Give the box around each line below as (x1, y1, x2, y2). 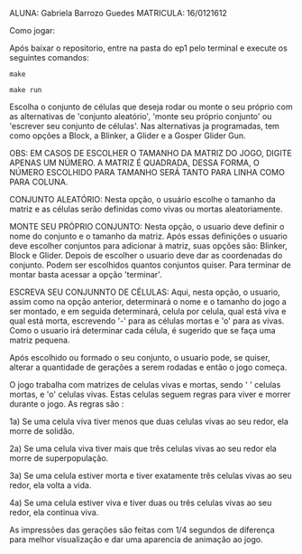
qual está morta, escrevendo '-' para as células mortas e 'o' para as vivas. (9, 315, 285, 326)
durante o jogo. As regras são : (9, 399, 124, 409)
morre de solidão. (9, 426, 75, 437)
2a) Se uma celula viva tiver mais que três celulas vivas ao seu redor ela (9, 443, 277, 454)
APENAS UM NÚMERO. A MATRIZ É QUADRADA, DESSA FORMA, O (9, 157, 260, 168)
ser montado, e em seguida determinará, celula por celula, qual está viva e (9, 306, 287, 316)
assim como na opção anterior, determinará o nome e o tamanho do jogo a (9, 296, 287, 306)
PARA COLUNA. (9, 176, 69, 187)
